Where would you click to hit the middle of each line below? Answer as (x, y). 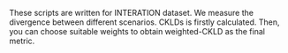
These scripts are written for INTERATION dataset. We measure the (132, 13)
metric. (22, 41)
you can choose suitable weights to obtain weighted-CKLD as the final (137, 31)
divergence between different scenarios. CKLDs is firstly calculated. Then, (144, 22)
